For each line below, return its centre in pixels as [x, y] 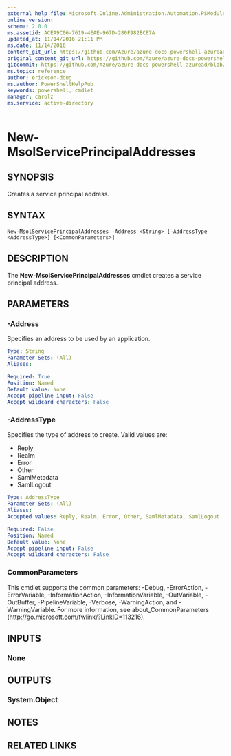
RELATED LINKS [42, 746]
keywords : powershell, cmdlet [51, 90]
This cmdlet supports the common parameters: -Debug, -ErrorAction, [106, 587]
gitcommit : [23, 65]
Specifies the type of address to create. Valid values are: [87, 435]
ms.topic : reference [37, 71]
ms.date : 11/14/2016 [37, 45]
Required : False [30, 529]
